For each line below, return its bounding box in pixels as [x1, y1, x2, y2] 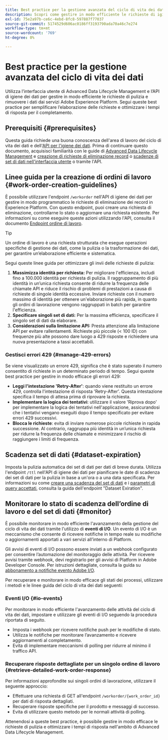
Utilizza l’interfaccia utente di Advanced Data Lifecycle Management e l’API [5, 88, 160, 94]
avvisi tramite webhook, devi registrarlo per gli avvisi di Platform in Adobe [5, 557, 157, 563]
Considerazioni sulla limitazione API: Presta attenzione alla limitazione [12, 323, 159, 329]
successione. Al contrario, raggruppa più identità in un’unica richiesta [12, 425, 156, 431]
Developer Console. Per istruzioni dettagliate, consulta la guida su [5, 562, 141, 568]
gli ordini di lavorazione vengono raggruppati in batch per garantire [12, 302, 151, 308]
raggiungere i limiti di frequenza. [12, 436, 79, 442]
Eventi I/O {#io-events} [5, 595, 63, 602]
